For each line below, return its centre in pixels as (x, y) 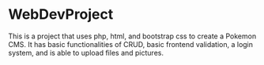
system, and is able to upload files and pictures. (86, 52)
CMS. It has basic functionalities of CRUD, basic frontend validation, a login (131, 44)
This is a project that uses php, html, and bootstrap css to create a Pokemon (132, 36)
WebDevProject (61, 14)
